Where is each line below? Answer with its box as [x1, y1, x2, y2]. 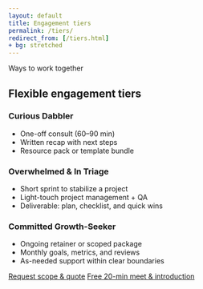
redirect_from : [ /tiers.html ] [8, 34, 110, 42]
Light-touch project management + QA [19, 193, 148, 203]
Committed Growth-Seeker [8, 221, 116, 232]
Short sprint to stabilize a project [19, 184, 128, 194]
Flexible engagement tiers [8, 86, 142, 100]
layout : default [8, 11, 63, 20]
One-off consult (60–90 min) [19, 129, 116, 138]
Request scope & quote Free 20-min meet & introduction [8, 271, 195, 281]
